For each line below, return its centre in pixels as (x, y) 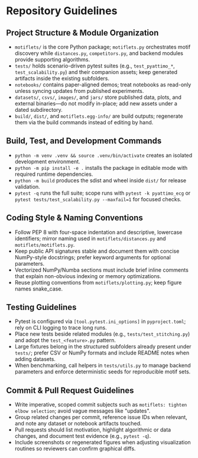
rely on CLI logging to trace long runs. (61, 328)
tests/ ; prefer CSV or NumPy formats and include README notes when (102, 353)
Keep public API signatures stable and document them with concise (97, 251)
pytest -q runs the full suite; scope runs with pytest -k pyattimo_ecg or (103, 193)
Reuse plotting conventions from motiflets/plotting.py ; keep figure (98, 282)
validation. (27, 186)
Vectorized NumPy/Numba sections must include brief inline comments (102, 270)
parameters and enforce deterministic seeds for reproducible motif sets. (103, 372)
